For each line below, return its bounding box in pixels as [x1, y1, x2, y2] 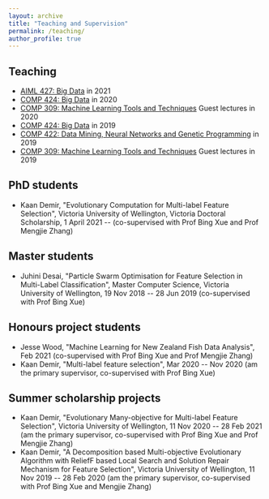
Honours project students [8, 320, 141, 334]
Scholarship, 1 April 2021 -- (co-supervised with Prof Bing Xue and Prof [19, 217, 259, 227]
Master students [8, 249, 94, 264]
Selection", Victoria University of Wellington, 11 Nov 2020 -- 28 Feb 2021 [19, 421, 263, 431]
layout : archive [8, 11, 63, 20]
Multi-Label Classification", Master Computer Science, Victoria [19, 279, 229, 289]
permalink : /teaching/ [8, 27, 85, 35]
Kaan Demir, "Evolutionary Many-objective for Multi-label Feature [19, 413, 238, 423]
